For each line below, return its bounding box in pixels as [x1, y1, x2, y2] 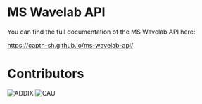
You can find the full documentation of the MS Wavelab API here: [7, 27, 196, 36]
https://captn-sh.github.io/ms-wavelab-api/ [7, 41, 134, 49]
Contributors [7, 66, 84, 82]
